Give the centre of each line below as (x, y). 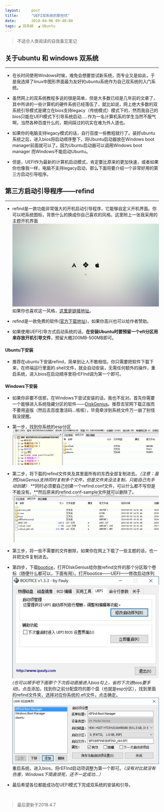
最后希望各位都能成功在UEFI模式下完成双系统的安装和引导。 (72, 785)
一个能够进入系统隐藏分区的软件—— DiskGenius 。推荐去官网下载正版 (81, 404)
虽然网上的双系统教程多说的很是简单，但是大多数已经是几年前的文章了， (85, 98)
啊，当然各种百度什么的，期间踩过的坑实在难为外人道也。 (70, 123)
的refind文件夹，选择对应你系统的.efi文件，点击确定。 (66, 695)
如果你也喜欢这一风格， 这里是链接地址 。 (53, 311)
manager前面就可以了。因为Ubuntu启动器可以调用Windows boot (77, 145)
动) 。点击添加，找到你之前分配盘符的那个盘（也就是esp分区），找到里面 (84, 689)
